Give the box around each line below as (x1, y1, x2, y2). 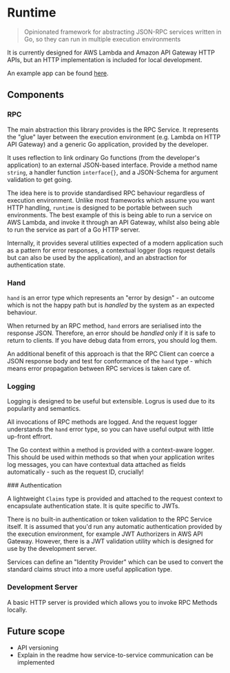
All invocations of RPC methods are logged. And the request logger (7, 418, 198, 426)
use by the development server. (7, 545, 97, 553)
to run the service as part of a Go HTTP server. (7, 225, 140, 234)
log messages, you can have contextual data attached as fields (7, 461, 186, 469)
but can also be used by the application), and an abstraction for (7, 253, 187, 261)
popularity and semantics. (7, 405, 81, 413)
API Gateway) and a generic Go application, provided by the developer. (7, 140, 209, 148)
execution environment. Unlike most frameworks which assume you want (7, 196, 215, 204)
